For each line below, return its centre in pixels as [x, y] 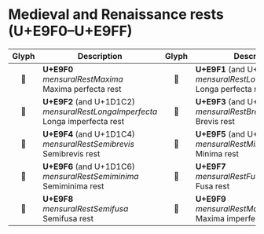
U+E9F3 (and [220, 101]
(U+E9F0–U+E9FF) [70, 31]
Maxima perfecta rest [82, 89]
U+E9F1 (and [220, 69]
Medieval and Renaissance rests [116, 15]
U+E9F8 [58, 199]
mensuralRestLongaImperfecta [100, 112]
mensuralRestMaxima [83, 79]
